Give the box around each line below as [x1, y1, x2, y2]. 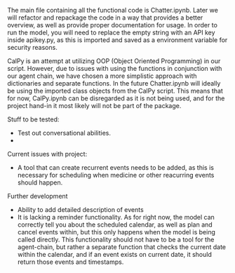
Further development [7, 192, 68, 200]
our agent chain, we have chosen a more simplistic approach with [7, 72, 198, 80]
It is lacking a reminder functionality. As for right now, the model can [17, 213, 215, 221]
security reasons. [7, 44, 58, 51]
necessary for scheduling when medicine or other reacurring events [17, 171, 215, 179]
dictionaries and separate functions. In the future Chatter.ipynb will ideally [7, 79, 221, 87]
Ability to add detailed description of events [17, 206, 144, 213]
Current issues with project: [7, 150, 88, 158]
